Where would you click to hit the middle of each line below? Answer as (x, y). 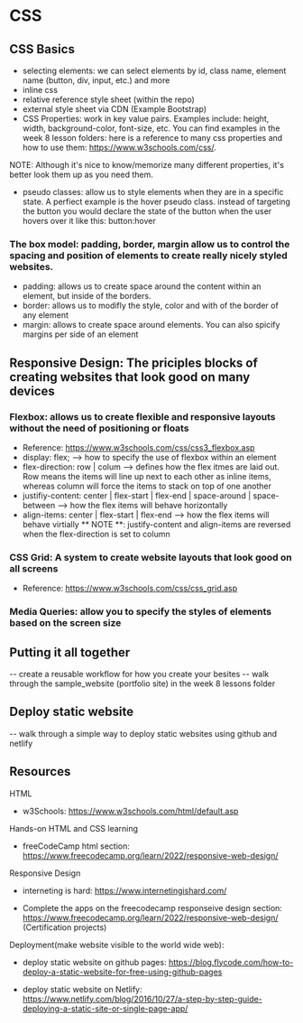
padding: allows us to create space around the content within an (142, 286)
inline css (40, 90)
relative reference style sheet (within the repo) (109, 99)
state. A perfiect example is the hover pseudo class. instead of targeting (156, 201)
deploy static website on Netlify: (82, 989)
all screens (34, 568)
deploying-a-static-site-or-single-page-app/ (105, 1009)
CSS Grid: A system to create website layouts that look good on (151, 557)
